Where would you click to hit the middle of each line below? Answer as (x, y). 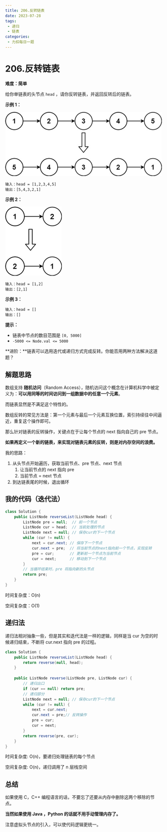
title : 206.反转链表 (25, 10)
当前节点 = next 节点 (41, 476)
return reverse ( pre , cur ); (51, 736)
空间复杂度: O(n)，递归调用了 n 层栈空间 (46, 767)
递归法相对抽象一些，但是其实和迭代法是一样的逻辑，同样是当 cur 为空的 (80, 636)
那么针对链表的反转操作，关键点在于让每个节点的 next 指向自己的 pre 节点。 (83, 432)
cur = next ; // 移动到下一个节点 (69, 559)
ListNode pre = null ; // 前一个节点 (60, 522)
